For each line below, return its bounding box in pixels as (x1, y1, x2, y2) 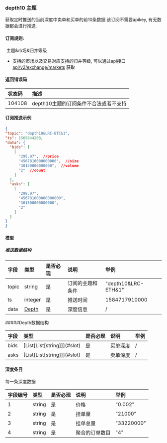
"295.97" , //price (18, 154, 59, 159)
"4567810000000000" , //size (18, 158, 79, 164)
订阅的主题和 (67, 280, 98, 287)
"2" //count (18, 168, 46, 173)
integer (24, 296, 41, 303)
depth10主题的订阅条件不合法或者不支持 (32, 100, 127, 107)
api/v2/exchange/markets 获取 (12, 64, 76, 70)
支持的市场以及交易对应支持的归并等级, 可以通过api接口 (12, 58, 126, 64)
